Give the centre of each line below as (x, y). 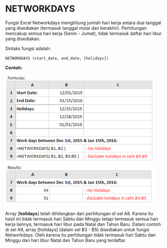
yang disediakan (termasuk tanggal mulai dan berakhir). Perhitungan (76, 28)
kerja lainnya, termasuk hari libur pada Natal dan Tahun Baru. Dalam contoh (83, 224)
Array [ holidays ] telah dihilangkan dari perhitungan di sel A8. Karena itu (79, 213)
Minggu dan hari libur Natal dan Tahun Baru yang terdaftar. (66, 240)
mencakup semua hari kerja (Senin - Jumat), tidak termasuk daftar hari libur (83, 33)
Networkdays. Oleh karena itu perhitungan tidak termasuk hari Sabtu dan (80, 235)
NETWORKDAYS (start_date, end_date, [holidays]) (57, 58)
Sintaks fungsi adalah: (28, 48)
